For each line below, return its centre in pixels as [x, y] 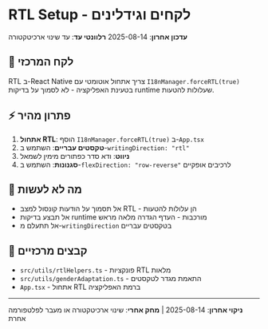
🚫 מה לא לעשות [45, 189]
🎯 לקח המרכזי [41, 62]
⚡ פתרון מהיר [40, 116]
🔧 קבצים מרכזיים [48, 250]
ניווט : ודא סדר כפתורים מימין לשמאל [75, 156]
